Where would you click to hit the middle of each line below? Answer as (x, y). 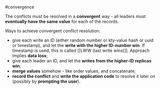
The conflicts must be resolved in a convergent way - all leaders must (75, 16)
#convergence (20, 7)
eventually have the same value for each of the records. (62, 22)
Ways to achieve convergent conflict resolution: (53, 31)
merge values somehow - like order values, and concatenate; (74, 71)
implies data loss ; (30, 56)
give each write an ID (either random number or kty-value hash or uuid (83, 40)
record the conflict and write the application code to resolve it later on (84, 76)
